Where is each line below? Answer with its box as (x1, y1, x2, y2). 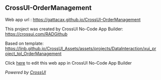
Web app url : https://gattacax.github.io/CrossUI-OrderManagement (5, 16, 141, 22)
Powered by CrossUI (5, 69, 46, 75)
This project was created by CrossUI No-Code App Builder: (5, 26, 124, 32)
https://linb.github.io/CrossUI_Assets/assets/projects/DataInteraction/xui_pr (5, 45, 157, 51)
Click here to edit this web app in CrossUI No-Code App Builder (5, 60, 132, 66)
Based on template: (5, 40, 44, 46)
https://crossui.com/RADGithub (5, 31, 68, 37)
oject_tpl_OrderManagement (5, 51, 62, 56)
